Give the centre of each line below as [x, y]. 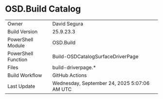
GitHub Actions [70, 75]
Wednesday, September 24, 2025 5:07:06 [101, 83]
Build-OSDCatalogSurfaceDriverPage [95, 56]
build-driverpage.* [74, 67]
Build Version [23, 32]
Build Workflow [25, 75]
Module [16, 46]
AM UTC [62, 89]
